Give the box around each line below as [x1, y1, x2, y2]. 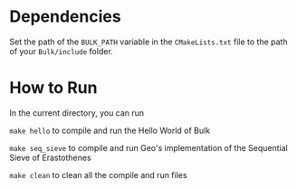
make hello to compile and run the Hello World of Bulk [9, 125, 211, 136]
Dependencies [9, 6, 121, 27]
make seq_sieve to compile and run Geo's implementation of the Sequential [9, 142, 288, 153]
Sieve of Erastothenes [9, 152, 92, 163]
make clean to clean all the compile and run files [9, 169, 187, 180]
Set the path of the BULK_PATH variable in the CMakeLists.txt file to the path [9, 36, 288, 47]
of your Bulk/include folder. [9, 45, 113, 56]
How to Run [9, 78, 98, 99]
